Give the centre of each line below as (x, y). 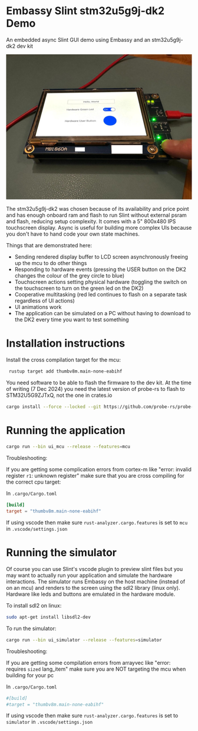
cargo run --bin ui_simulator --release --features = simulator (84, 640)
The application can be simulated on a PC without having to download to (103, 313)
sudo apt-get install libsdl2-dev (49, 617)
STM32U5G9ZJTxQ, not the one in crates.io (59, 395)
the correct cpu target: (34, 482)
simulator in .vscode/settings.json (49, 722)
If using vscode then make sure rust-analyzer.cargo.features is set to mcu (97, 522)
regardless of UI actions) (44, 301)
